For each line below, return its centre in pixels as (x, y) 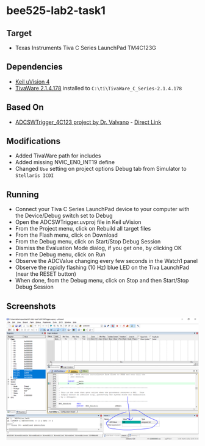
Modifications (34, 141)
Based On (25, 107)
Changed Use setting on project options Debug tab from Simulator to (101, 169)
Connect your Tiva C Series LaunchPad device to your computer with (102, 209)
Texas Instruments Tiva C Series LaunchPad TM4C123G (86, 48)
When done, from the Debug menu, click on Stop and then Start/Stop (102, 281)
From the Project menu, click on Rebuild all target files (83, 229)
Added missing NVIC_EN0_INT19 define (65, 162)
